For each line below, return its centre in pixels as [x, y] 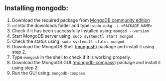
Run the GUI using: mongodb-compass [49, 73]
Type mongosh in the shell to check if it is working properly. [72, 57]
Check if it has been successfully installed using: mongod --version [81, 31]
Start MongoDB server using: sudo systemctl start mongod [72, 36]
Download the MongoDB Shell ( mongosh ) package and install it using [83, 46]
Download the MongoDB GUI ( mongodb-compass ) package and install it [86, 62]
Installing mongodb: [36, 8]
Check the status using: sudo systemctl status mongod [68, 41]
